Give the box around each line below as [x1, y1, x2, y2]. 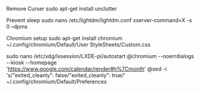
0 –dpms [6, 23, 28, 30]
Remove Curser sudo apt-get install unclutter [6, 5, 117, 12]
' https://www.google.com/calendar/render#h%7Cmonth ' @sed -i [6, 65, 167, 72]
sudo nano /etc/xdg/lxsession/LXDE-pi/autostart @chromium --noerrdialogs [6, 53, 195, 59]
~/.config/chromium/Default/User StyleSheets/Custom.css [6, 41, 151, 48]
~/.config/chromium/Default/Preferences [6, 78, 107, 85]
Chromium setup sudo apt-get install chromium [6, 35, 123, 41]
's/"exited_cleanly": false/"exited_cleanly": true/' [6, 72, 126, 78]
